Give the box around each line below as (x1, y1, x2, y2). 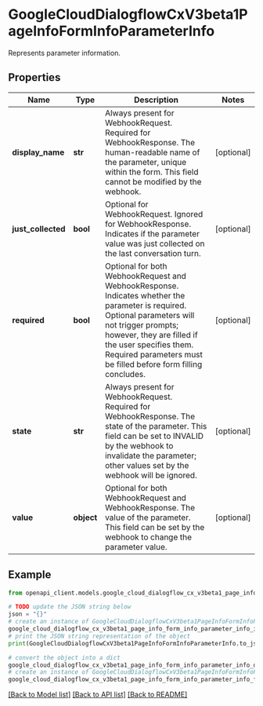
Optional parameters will (104, 309, 195, 320)
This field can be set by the (104, 521, 205, 532)
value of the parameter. (104, 512, 191, 523)
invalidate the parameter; (104, 450, 197, 461)
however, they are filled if (104, 329, 198, 340)
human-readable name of (104, 147, 200, 158)
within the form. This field (104, 166, 199, 177)
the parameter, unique (104, 156, 186, 167)
